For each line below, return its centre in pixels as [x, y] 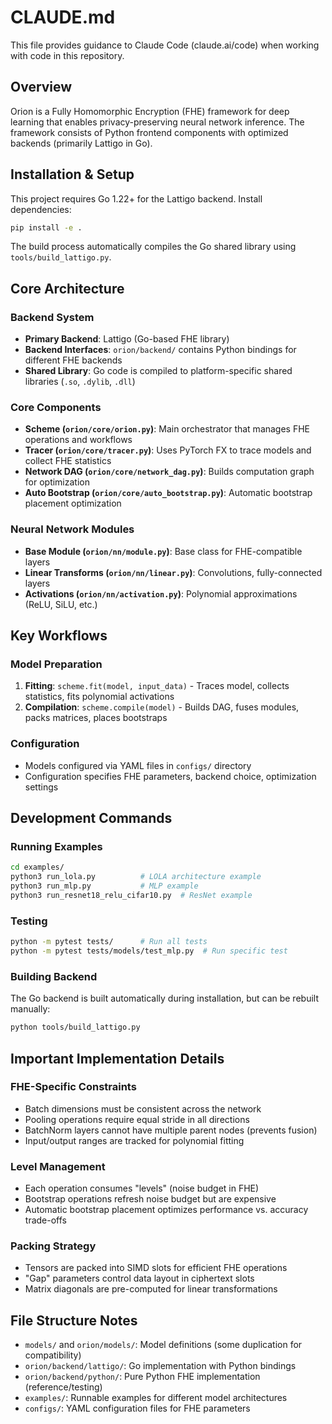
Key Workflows [59, 636]
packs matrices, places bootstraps [96, 718]
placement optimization [73, 503]
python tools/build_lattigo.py [75, 1027]
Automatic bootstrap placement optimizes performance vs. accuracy [166, 1210]
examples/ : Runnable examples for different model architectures [156, 1398]
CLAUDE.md [63, 17]
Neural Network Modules [72, 529]
